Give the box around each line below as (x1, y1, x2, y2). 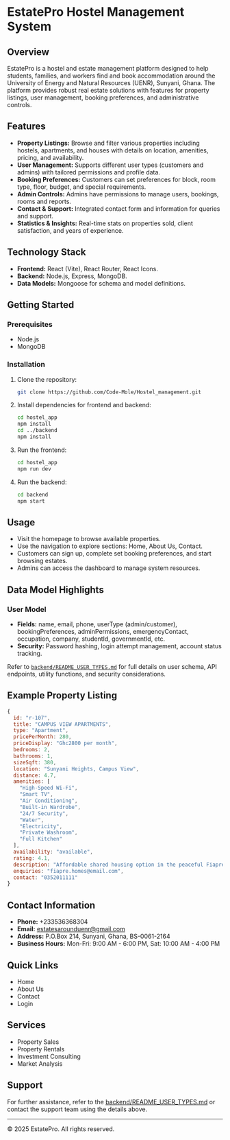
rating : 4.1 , (13, 854, 51, 862)
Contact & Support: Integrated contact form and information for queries (16, 204, 220, 213)
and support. (16, 212, 53, 220)
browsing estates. (16, 557, 68, 565)
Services (7, 1019, 47, 1031)
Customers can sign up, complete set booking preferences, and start (16, 549, 212, 558)
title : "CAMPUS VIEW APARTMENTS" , (13, 720, 112, 728)
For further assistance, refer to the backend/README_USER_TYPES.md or (7, 1097, 216, 1106)
